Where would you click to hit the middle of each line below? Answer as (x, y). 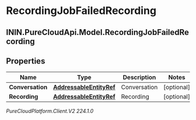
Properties (26, 61)
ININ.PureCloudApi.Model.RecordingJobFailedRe (98, 32)
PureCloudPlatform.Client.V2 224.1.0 (50, 111)
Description (139, 77)
